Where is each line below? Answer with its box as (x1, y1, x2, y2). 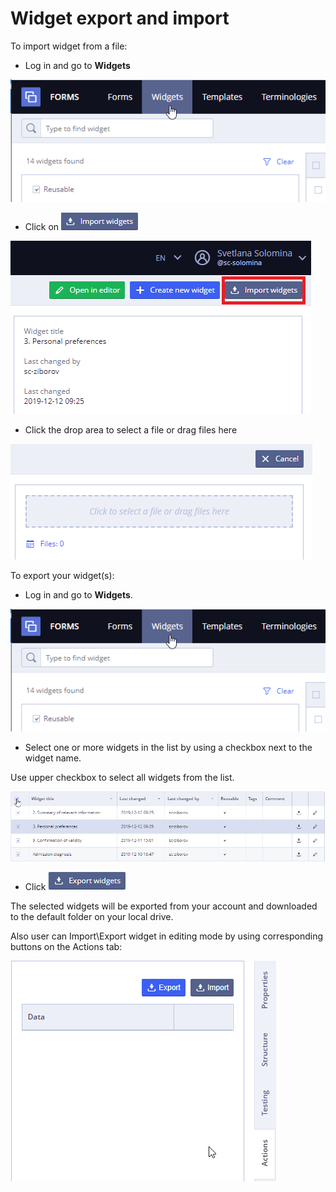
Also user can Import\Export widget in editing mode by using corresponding (10, 930, 324, 942)
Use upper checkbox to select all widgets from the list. (10, 771, 235, 783)
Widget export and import (10, 7, 230, 30)
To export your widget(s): (10, 569, 115, 581)
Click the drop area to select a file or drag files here (24, 423, 238, 436)
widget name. (24, 752, 82, 764)
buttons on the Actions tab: (10, 941, 123, 953)
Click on (24, 220, 60, 232)
